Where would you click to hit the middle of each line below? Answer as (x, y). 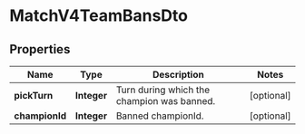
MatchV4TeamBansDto (99, 16)
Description (178, 75)
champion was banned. (166, 101)
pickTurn (34, 96)
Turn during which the (163, 90)
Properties (40, 49)
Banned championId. (160, 116)
